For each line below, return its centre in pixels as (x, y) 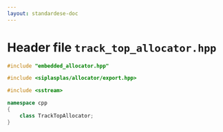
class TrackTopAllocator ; (57, 115)
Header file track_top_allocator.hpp (112, 47)
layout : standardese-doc (43, 13)
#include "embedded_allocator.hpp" (58, 66)
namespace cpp (28, 103)
